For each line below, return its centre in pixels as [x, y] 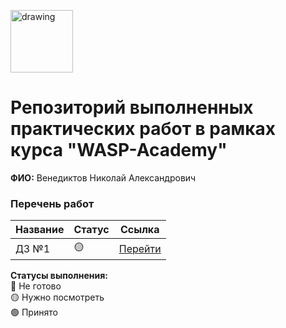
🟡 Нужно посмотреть [57, 297]
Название [40, 230]
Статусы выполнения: [59, 276]
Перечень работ [52, 203]
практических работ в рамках [143, 129]
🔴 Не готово [36, 286]
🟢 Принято [34, 312]
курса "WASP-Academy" [119, 150]
